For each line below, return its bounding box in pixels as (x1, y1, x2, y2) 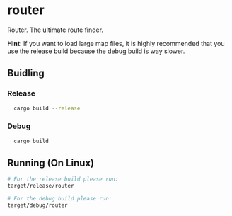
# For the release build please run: (7, 176, 119, 183)
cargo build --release (13, 105, 81, 112)
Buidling (7, 67, 45, 79)
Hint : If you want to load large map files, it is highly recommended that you (7, 39, 225, 47)
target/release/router (7, 183, 74, 190)
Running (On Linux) (7, 157, 94, 169)
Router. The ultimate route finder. (7, 25, 104, 34)
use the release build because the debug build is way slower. (7, 47, 185, 55)
